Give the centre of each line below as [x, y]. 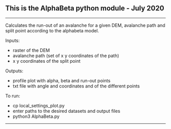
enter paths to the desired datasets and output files [66, 111]
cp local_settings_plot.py [39, 105]
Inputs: [12, 40]
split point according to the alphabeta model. [52, 30]
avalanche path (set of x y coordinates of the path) [66, 56]
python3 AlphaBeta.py [36, 116]
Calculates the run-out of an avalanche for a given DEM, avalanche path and [85, 25]
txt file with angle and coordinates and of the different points [76, 86]
